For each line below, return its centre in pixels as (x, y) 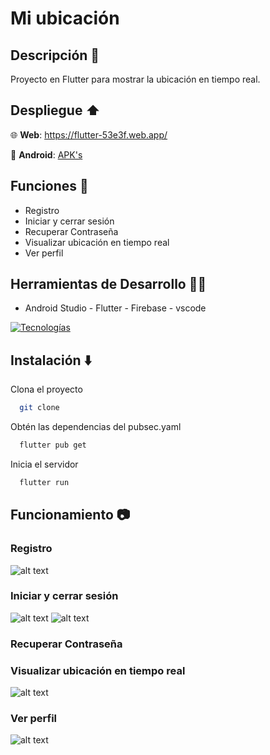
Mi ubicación (65, 18)
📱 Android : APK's (46, 154)
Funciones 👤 (49, 186)
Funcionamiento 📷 (70, 515)
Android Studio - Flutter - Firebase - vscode (115, 308)
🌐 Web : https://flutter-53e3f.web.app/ (89, 134)
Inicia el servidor (44, 464)
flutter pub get (53, 445)
